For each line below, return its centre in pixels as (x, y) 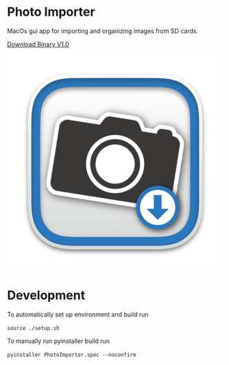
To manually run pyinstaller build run (59, 341)
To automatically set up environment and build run (78, 314)
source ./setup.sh (33, 328)
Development (46, 295)
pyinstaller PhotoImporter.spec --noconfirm (72, 355)
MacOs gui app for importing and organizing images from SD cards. (103, 31)
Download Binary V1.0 (38, 44)
